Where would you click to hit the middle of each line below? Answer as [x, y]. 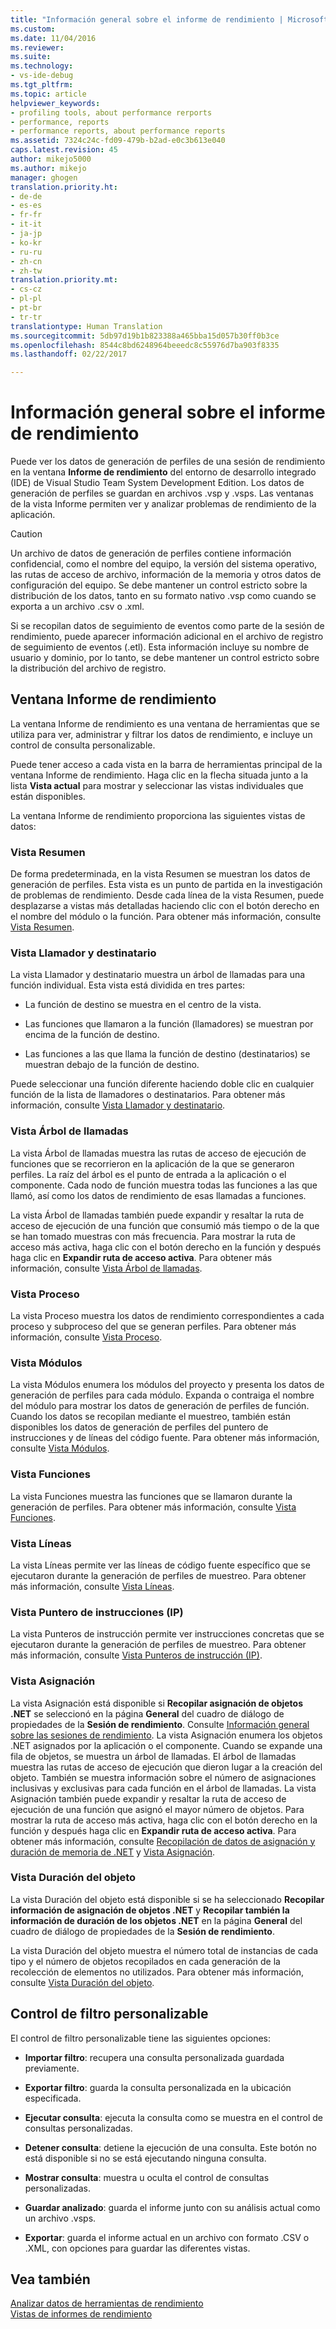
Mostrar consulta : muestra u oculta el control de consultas [147, 2177]
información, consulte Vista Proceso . [86, 1337]
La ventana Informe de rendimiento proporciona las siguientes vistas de [158, 815]
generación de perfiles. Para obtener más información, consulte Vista [153, 1507]
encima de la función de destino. [92, 1035]
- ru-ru [26, 252]
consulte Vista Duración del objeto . [82, 1982]
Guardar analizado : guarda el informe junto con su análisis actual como [172, 2207]
